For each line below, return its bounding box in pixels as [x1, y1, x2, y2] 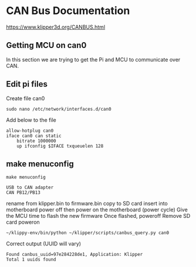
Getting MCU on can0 [6, 40, 87, 50]
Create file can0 [6, 95, 45, 102]
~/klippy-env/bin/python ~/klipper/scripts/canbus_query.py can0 [6, 230, 169, 236]
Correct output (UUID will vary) [6, 240, 81, 247]
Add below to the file [6, 116, 57, 124]
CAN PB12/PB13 [6, 190, 41, 196]
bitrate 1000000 [16, 138, 57, 144]
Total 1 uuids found [6, 256, 57, 263]
